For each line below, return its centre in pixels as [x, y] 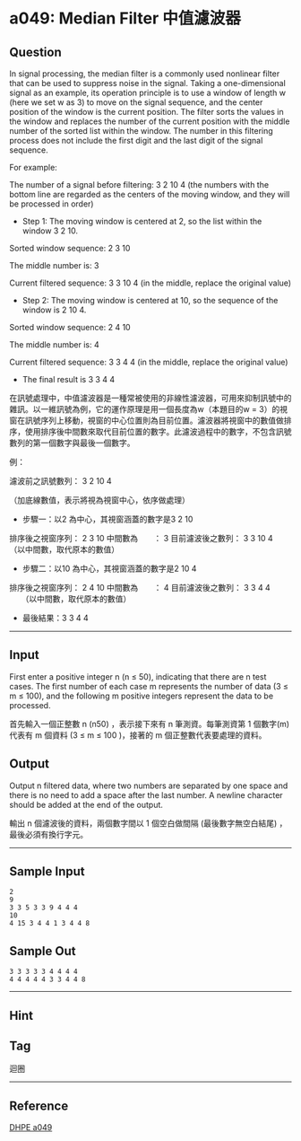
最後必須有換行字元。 [48, 834]
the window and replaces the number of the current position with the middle [150, 121]
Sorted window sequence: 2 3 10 [70, 248]
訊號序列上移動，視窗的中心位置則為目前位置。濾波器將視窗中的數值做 [154, 420]
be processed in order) [52, 204]
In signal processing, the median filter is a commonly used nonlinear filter [145, 74]
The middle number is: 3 [54, 265]
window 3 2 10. [50, 231]
